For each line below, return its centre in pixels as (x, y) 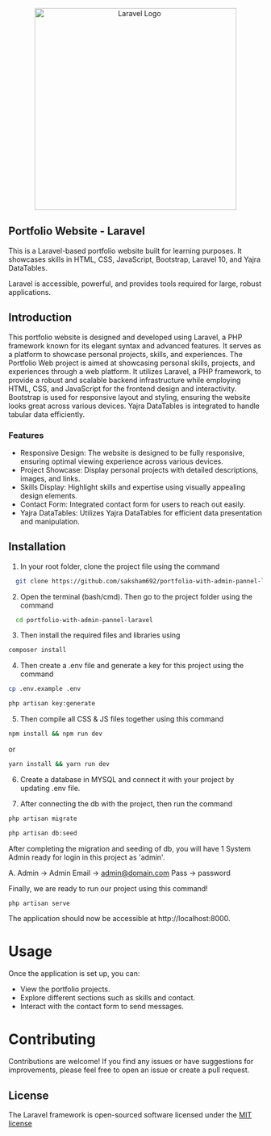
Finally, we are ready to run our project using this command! (108, 888)
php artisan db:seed (43, 833)
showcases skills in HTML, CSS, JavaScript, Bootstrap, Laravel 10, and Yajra (134, 259)
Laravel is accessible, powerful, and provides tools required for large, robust (135, 284)
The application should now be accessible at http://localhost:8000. (119, 919)
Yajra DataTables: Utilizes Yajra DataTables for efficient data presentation (141, 512)
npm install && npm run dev (56, 734)
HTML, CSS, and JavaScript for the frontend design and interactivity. (123, 389)
